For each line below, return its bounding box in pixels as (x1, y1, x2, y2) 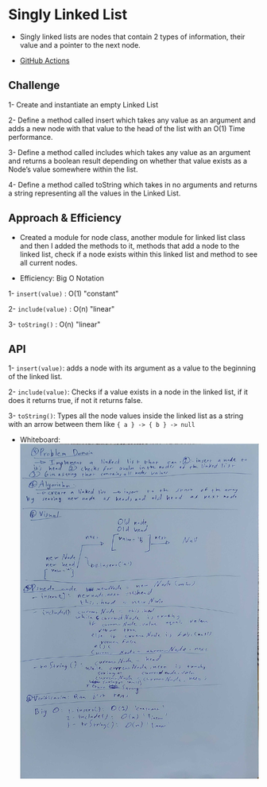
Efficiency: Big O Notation (19, 273, 105, 283)
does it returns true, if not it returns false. (8, 396, 143, 405)
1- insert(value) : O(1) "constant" (8, 289, 119, 298)
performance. (8, 132, 53, 142)
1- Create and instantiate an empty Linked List (8, 99, 159, 109)
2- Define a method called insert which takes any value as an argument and (8, 115, 256, 125)
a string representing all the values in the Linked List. (8, 188, 181, 198)
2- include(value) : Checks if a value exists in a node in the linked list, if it (8, 387, 249, 397)
